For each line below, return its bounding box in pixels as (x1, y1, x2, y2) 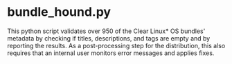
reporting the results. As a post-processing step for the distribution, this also (7, 41, 226, 50)
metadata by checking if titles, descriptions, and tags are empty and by (7, 34, 211, 42)
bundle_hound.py (7, 4, 111, 20)
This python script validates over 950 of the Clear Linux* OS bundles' (7, 27, 206, 35)
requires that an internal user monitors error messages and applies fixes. (7, 49, 215, 57)
